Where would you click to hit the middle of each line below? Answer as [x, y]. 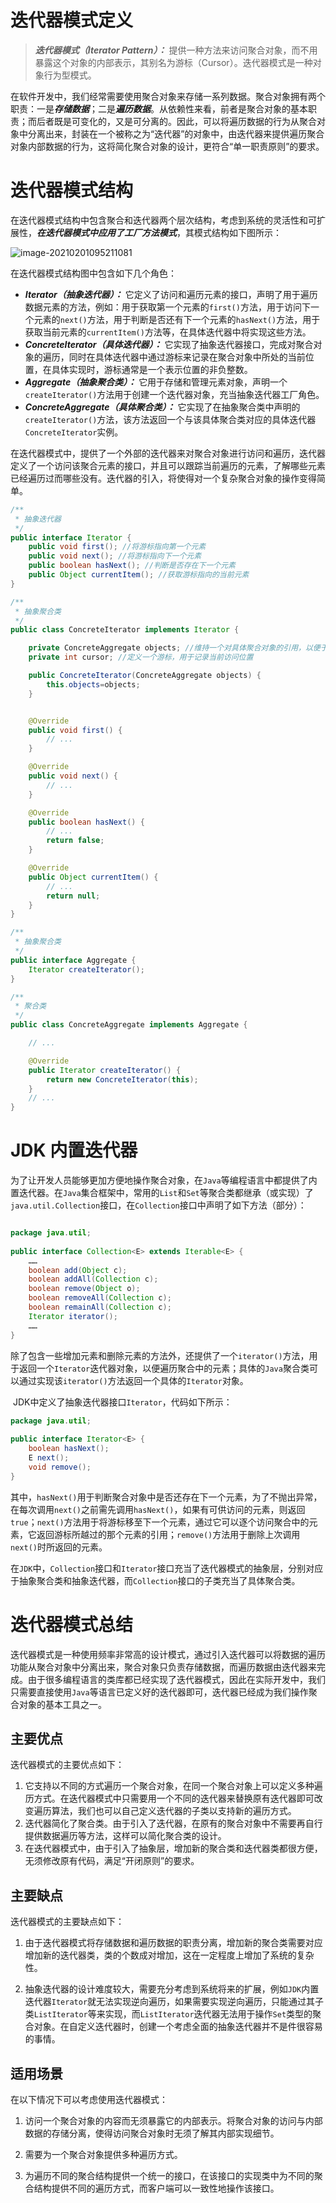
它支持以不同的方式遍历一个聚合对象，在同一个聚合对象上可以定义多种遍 [173, 1786]
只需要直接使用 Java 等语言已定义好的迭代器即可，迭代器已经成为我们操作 [159, 1692]
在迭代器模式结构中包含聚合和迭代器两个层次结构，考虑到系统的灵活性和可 [163, 220]
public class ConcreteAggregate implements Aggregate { [129, 1025]
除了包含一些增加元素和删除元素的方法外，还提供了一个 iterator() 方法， [160, 1355]
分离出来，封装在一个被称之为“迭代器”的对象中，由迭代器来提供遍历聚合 [176, 133]
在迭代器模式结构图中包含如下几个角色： [93, 273]
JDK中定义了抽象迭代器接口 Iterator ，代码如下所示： [122, 1402]
